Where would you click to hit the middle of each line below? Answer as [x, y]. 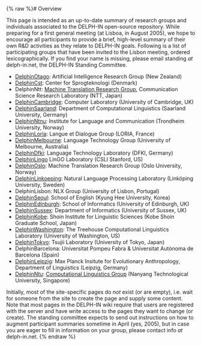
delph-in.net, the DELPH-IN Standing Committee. [67, 65]
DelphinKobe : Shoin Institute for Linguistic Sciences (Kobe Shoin [95, 216]
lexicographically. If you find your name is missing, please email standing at [100, 58]
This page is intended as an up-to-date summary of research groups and [97, 20]
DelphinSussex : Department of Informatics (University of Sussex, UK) [101, 210]
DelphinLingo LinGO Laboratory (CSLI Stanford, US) [79, 159]
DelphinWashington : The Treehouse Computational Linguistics [92, 229]
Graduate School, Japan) [46, 223]
